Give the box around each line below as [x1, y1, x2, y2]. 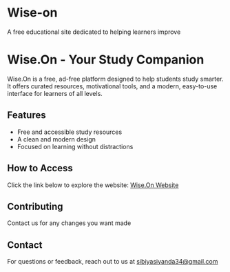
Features [7, 109, 46, 122]
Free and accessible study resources [17, 128, 123, 136]
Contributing [7, 200, 63, 212]
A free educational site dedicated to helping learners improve [7, 28, 181, 36]
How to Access [7, 162, 74, 174]
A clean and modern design [17, 135, 96, 143]
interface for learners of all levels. [7, 89, 103, 97]
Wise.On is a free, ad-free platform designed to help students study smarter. [7, 75, 224, 83]
